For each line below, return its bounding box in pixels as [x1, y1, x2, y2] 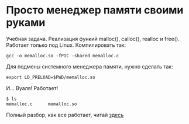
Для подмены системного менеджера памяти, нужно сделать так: [6, 63, 174, 70]
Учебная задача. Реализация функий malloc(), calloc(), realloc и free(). [6, 35, 180, 42]
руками [6, 16, 46, 29]
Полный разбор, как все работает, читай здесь [6, 111, 124, 118]
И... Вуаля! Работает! [6, 84, 59, 91]
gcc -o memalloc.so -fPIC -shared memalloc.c [6, 53, 119, 58]
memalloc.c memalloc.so [6, 101, 77, 107]
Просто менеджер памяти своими [6, 4, 184, 17]
